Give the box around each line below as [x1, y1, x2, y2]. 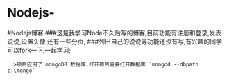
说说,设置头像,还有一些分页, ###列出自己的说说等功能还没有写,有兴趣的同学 [7, 37, 222, 46]
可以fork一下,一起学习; [7, 46, 71, 54]
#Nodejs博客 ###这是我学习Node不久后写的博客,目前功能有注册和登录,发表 [7, 28, 222, 37]
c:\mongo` [7, 67, 36, 74]
